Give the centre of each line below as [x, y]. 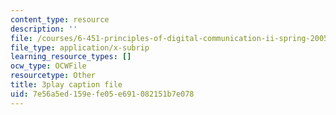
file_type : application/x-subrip [80, 47]
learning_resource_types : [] [71, 57]
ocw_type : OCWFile [48, 66]
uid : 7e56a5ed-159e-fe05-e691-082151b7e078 [102, 94]
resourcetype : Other [53, 76]
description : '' [44, 29]
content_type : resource [60, 19]
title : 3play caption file [66, 85]
